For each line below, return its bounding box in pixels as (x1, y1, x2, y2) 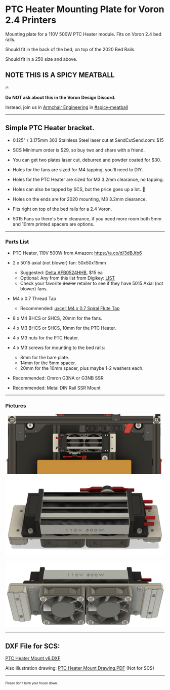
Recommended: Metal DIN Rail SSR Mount (12, 385, 101, 391)
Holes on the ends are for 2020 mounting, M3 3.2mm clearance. (12, 196, 147, 202)
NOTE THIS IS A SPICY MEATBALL (5, 71, 115, 80)
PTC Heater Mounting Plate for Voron (5, 4, 164, 15)
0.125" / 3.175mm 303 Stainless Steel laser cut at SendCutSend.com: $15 (12, 137, 164, 143)
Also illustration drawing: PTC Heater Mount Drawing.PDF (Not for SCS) (5, 665, 154, 671)
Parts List (5, 238, 29, 245)
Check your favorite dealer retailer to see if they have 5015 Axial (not (20, 280, 163, 286)
